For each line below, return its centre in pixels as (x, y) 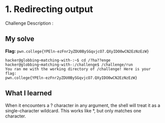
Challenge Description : (29, 23)
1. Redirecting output (49, 9)
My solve (20, 39)
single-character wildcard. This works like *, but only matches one (73, 110)
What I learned (28, 93)
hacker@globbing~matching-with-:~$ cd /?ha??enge (58, 60)
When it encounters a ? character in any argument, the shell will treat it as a (83, 105)
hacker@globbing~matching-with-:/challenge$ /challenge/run (69, 65)
